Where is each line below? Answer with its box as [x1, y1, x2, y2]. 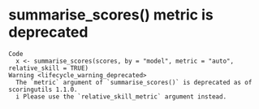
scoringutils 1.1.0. [8, 85, 79, 94]
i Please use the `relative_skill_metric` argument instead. [15, 92, 227, 101]
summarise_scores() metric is [8, 6, 214, 24]
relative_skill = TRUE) [8, 63, 89, 72]
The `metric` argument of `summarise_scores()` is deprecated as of [15, 78, 253, 86]
